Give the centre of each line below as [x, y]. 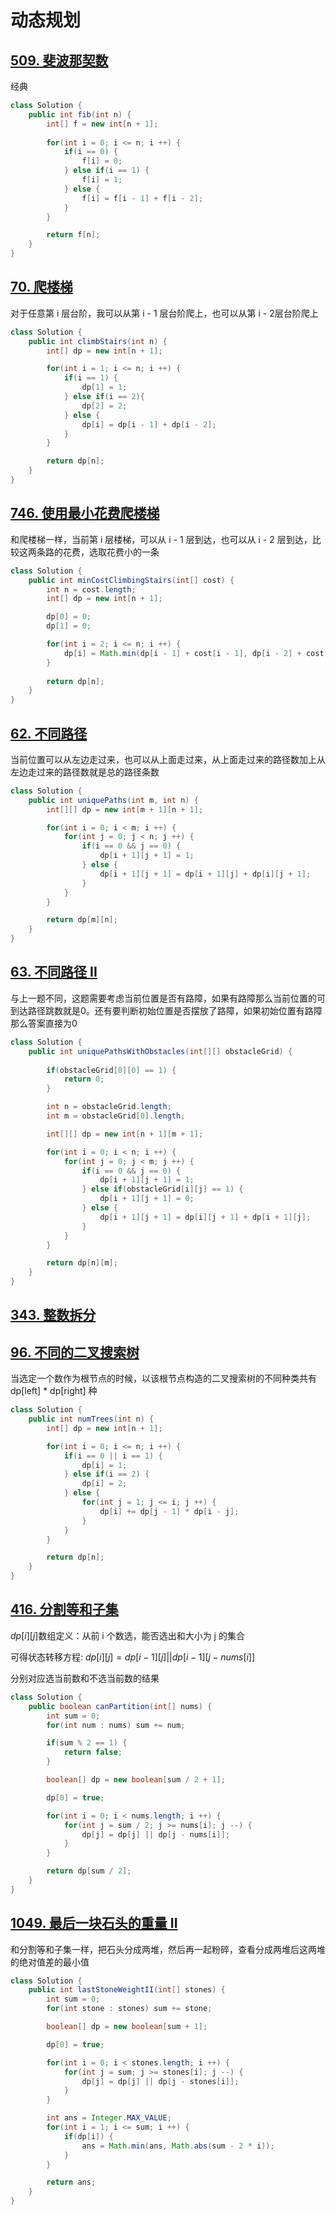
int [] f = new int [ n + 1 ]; [102, 124]
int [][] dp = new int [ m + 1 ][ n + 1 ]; [125, 809]
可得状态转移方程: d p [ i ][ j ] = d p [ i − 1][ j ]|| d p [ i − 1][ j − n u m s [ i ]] [133, 1657]
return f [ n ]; [73, 235]
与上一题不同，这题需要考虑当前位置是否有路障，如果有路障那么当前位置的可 [168, 998]
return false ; [93, 1752]
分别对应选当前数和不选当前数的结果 [85, 1678]
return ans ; [71, 2182]
